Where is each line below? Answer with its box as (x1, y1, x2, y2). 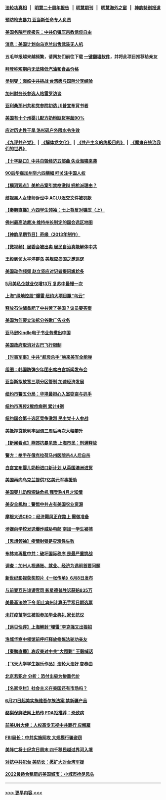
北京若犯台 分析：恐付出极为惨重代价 (5, 673, 80, 679)
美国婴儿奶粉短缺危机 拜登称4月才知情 (5, 489, 83, 495)
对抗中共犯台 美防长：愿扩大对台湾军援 (5, 759, 84, 765)
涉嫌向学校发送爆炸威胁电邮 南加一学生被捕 (5, 526, 93, 532)
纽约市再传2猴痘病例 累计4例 (5, 403, 64, 409)
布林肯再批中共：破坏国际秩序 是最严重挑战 (5, 550, 93, 556)
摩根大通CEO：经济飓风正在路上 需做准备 (5, 514, 89, 519)
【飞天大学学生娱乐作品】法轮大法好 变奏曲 (5, 661, 93, 667)
